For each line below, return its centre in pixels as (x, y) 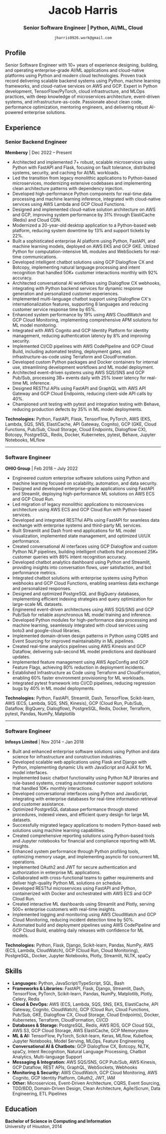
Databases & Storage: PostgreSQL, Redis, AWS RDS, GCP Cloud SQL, (84, 1025)
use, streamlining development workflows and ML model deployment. (83, 367)
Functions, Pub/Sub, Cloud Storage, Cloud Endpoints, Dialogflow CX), (76, 430)
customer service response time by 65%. (54, 309)
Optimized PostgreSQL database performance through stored (75, 809)
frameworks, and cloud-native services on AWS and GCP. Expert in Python (81, 86)
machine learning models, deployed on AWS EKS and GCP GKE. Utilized (85, 247)
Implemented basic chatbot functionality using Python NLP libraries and (85, 778)
